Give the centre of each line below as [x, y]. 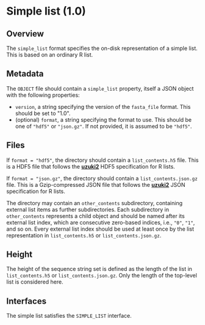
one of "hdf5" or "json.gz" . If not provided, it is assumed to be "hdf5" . [103, 126]
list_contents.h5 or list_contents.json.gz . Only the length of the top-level [102, 276]
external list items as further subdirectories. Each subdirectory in [88, 209]
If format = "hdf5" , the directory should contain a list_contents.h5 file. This [103, 160]
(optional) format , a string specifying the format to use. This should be [103, 119]
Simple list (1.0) [46, 11]
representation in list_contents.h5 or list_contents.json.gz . [84, 235]
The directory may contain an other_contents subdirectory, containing [95, 203]
